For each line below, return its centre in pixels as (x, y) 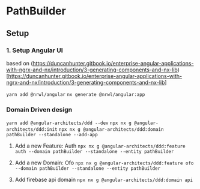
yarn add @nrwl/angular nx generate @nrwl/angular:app (76, 94)
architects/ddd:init (32, 130)
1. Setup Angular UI (35, 50)
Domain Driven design (39, 109)
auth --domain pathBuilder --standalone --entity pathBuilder (94, 152)
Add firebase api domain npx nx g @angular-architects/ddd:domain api (104, 180)
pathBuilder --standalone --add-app (52, 135)
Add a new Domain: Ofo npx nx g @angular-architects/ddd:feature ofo (104, 163)
